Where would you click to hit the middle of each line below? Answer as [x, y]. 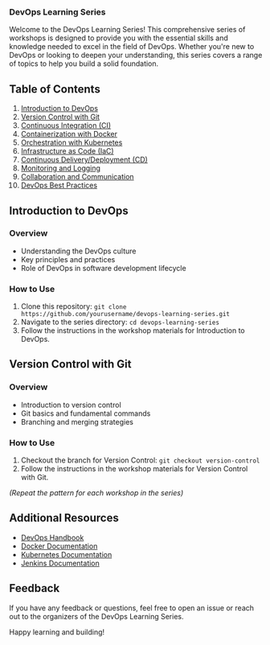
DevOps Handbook [52, 537]
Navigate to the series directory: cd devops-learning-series [120, 322]
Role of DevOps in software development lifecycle [104, 268]
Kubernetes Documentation [66, 554]
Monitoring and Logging [61, 168]
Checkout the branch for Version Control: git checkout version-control [140, 460]
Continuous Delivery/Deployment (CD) [84, 160]
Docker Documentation [59, 546]
